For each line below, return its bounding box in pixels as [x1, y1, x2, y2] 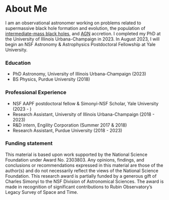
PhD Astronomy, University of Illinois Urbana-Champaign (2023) [12, 71, 146, 77]
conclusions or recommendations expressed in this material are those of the [5, 162, 163, 168]
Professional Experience [5, 89, 67, 96]
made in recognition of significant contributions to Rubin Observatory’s [5, 183, 152, 190]
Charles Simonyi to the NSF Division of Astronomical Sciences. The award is [5, 178, 164, 184]
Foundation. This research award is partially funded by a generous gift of [5, 173, 157, 179]
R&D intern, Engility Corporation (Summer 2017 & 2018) [12, 122, 127, 128]
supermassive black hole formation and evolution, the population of [5, 25, 145, 31]
